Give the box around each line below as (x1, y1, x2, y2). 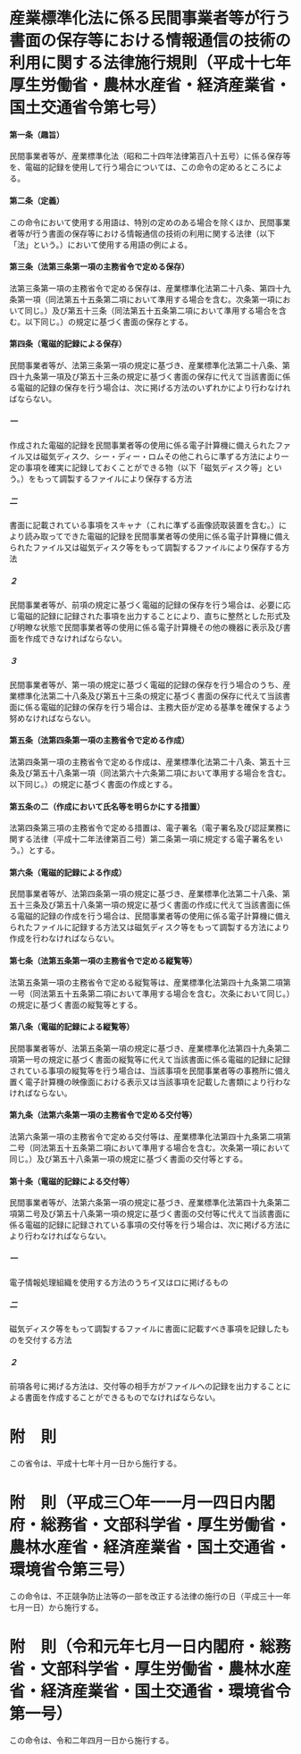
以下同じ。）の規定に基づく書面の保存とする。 (24, 316, 194, 327)
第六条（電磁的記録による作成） (9, 867, 127, 877)
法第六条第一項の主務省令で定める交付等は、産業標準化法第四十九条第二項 (9, 1131, 283, 1142)
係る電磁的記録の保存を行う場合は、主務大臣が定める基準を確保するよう (24, 701, 291, 712)
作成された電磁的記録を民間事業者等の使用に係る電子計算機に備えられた (9, 440, 275, 450)
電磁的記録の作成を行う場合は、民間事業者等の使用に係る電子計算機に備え (16, 911, 291, 921)
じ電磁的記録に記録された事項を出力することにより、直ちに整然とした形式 (9, 610, 283, 621)
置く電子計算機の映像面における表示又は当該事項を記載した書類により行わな (9, 1076, 291, 1087)
